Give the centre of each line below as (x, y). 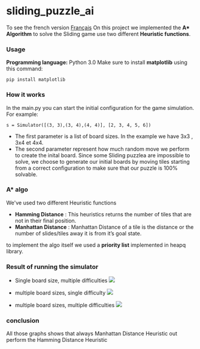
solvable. (26, 174)
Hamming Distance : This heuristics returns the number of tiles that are (103, 214)
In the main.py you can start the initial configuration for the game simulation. (100, 108)
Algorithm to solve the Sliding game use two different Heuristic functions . (99, 33)
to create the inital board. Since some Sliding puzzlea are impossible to (102, 155)
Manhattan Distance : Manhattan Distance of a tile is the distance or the (104, 227)
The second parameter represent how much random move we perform (102, 149)
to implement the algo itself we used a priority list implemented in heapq (96, 245)
